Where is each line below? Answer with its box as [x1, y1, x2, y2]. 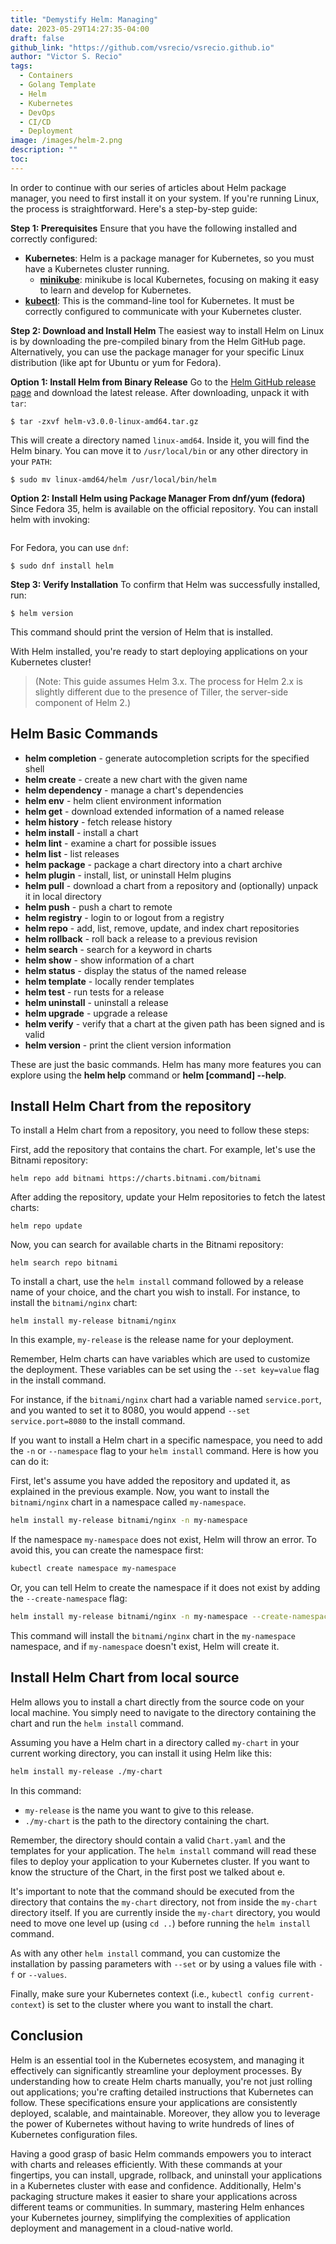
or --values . [17, 1968, 68, 1980]
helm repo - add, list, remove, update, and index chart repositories [24, 922, 300, 934]
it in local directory [24, 890, 102, 902]
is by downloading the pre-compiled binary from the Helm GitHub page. [10, 335, 306, 347]
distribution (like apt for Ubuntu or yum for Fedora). [10, 356, 222, 368]
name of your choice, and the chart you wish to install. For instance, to [10, 1286, 301, 1298]
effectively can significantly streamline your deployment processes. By [10, 2064, 303, 2076]
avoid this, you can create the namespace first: [10, 1544, 204, 1556]
